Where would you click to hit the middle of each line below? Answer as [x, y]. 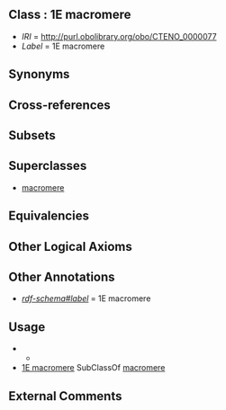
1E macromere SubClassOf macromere [93, 368]
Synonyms [39, 74]
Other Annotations [62, 276]
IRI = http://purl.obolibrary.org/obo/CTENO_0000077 [119, 36]
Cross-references [60, 105]
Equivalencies [49, 216]
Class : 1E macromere [70, 15]
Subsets [32, 135]
